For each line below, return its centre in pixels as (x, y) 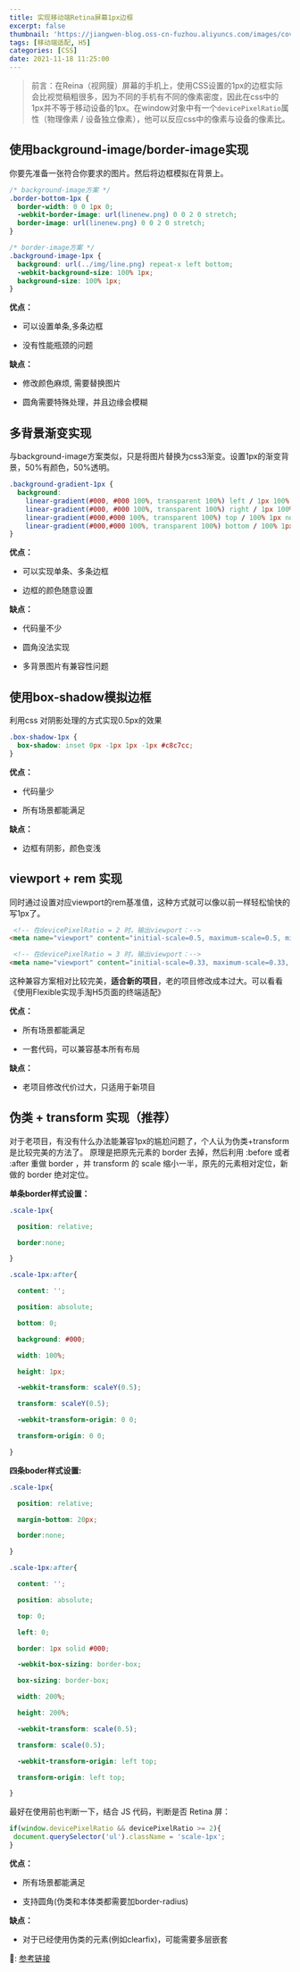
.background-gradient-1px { (62, 485)
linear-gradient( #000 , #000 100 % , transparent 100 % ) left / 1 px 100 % (158, 501)
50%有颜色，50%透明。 (69, 468)
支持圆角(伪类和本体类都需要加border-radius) (105, 1901)
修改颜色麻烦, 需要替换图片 (71, 383)
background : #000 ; (52, 1339)
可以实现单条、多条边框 (65, 572)
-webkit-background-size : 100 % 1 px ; (85, 272)
